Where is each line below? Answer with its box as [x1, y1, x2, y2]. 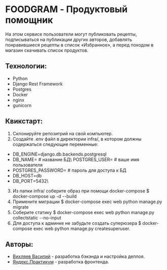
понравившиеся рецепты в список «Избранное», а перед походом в [5, 42, 154, 48]
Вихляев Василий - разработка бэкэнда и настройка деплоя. [12, 253, 145, 259]
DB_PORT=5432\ [12, 178, 49, 184]
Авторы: [5, 240, 34, 249]
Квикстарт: [5, 117, 43, 126]
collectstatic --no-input [12, 214, 62, 221]
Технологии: [5, 62, 47, 70]
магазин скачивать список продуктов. [5, 47, 89, 53]
